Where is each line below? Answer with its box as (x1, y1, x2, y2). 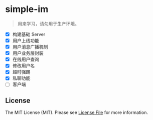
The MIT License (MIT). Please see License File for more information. (5, 109, 148, 115)
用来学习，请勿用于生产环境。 (17, 20, 79, 26)
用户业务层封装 (12, 50, 44, 56)
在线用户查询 (12, 56, 39, 62)
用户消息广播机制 (12, 44, 48, 50)
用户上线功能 (12, 37, 39, 43)
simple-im (5, 3, 49, 15)
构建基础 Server (12, 31, 46, 37)
